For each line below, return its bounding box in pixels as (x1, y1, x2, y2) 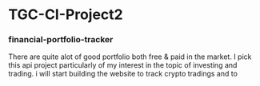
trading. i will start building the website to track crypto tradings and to (8, 69, 238, 79)
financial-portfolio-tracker (8, 34, 114, 45)
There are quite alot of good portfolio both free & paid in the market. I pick (8, 52, 252, 61)
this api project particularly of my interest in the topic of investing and (8, 61, 238, 70)
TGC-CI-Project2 (8, 6, 123, 24)
